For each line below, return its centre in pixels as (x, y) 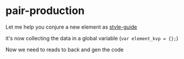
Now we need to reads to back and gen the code (65, 49)
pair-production (45, 11)
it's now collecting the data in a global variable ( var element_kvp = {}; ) (92, 38)
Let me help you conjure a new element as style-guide (71, 27)
